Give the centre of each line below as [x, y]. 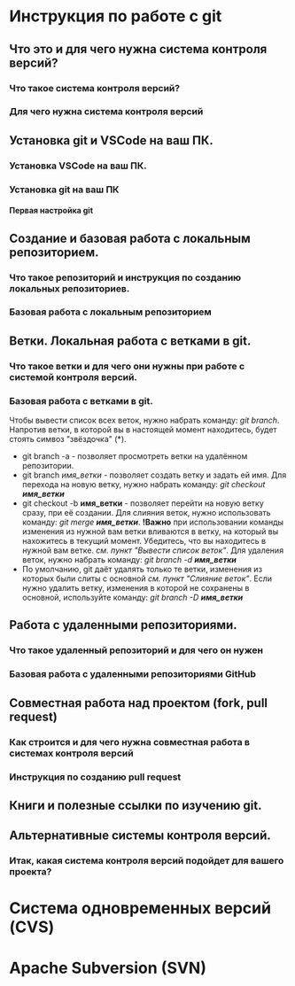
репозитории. [48, 466]
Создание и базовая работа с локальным [130, 238]
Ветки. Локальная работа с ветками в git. [130, 341]
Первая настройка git [51, 211]
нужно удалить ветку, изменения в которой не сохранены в [136, 588]
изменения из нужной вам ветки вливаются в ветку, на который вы [150, 532]
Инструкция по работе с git [116, 16]
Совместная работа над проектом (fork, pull [139, 703]
